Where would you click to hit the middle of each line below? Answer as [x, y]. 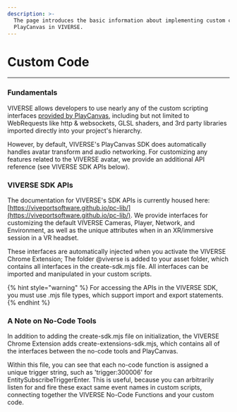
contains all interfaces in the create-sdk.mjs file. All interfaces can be [108, 266]
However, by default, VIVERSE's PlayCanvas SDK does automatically [107, 144]
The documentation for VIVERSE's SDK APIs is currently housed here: [109, 200]
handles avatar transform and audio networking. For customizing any [108, 152]
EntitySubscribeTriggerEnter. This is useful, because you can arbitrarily [111, 380]
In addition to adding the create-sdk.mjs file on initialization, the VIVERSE [114, 337]
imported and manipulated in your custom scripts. [80, 274]
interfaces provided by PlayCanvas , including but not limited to [98, 115]
